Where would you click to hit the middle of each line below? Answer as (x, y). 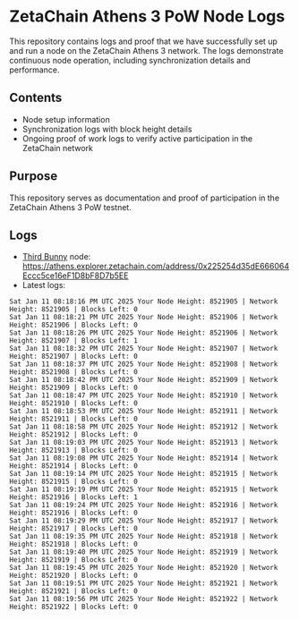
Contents (36, 98)
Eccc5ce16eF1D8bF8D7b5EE (75, 276)
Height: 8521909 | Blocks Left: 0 (74, 388)
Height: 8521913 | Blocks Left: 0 (74, 450)
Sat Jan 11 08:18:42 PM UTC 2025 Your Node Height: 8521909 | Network (144, 380)
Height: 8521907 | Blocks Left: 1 (74, 341)
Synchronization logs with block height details (107, 129)
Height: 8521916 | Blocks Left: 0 (74, 513)
